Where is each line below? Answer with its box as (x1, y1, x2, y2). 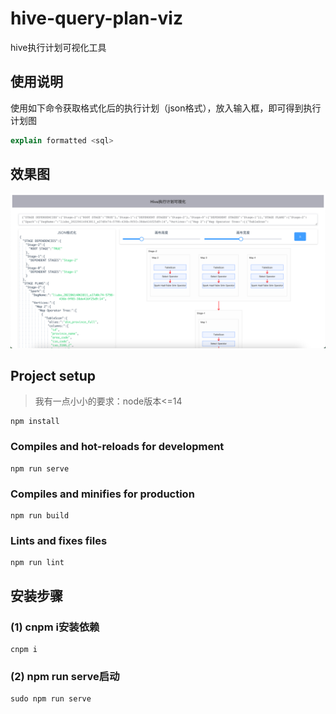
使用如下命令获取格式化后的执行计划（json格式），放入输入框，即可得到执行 (10, 102, 322, 114)
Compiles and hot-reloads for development (10, 440, 225, 454)
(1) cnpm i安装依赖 (10, 620, 100, 634)
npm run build (10, 510, 70, 521)
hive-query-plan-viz (10, 7, 183, 30)
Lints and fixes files (10, 533, 108, 547)
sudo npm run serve (10, 694, 92, 704)
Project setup (10, 367, 97, 384)
